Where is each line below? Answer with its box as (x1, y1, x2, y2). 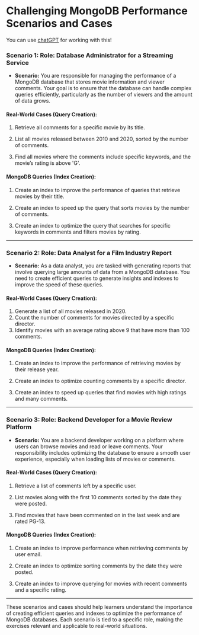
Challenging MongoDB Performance (6, 4, 188, 18)
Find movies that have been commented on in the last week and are (14, 511, 180, 518)
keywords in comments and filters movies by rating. (14, 228, 141, 235)
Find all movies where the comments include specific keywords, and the (14, 153, 191, 161)
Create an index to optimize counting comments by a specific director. (14, 378, 187, 385)
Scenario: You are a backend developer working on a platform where (14, 436, 184, 443)
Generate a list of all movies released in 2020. (14, 308, 127, 315)
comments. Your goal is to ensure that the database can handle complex (14, 85, 192, 92)
